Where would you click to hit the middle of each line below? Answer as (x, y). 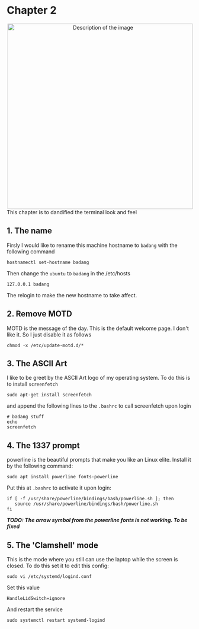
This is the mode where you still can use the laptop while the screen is (92, 559)
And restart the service (35, 609)
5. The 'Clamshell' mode (52, 545)
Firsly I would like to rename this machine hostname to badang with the (92, 245)
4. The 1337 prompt (44, 445)
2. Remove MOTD (40, 314)
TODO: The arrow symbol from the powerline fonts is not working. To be (97, 520)
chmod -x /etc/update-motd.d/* (45, 345)
